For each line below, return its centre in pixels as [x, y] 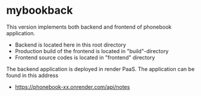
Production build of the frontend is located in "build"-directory [92, 51]
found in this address [32, 75]
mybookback [40, 10]
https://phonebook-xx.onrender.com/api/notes [72, 86]
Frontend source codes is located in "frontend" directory [85, 57]
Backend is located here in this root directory [70, 45]
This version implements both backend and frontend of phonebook [89, 27]
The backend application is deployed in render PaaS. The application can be [100, 69]
